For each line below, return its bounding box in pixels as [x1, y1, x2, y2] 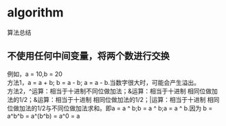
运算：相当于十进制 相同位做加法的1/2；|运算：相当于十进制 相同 [37, 95, 220, 103]
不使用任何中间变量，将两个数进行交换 [7, 50, 170, 62]
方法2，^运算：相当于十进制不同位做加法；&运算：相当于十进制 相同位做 [7, 87, 212, 95]
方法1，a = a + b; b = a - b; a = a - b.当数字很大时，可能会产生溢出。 [7, 78, 201, 86]
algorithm [7, 5, 64, 21]
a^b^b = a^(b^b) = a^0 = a [7, 112, 80, 120]
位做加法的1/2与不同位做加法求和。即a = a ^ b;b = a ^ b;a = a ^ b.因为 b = [7, 104, 213, 112]
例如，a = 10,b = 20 [7, 70, 63, 78]
